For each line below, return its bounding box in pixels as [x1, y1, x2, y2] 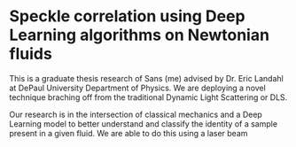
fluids [9, 44, 53, 64]
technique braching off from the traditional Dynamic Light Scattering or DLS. [9, 91, 288, 103]
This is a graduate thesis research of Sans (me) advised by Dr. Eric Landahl [9, 73, 284, 83]
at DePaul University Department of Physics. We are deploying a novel [9, 82, 266, 93]
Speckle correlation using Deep [9, 6, 245, 27]
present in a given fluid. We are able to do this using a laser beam [9, 128, 248, 138]
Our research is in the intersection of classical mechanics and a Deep [9, 109, 263, 120]
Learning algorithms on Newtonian [9, 25, 270, 45]
